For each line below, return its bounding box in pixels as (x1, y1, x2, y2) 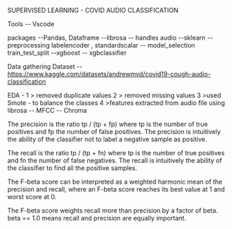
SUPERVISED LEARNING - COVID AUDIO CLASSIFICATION (7, 6, 179, 14)
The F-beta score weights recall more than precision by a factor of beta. (7, 206, 219, 215)
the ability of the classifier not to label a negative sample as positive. (7, 135, 207, 143)
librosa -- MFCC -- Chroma (7, 106, 87, 114)
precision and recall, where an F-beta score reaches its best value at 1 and (7, 185, 225, 194)
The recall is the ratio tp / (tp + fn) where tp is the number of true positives (7, 149, 225, 157)
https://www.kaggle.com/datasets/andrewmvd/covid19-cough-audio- (7, 70, 211, 78)
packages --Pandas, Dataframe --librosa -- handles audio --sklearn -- (7, 33, 214, 42)
